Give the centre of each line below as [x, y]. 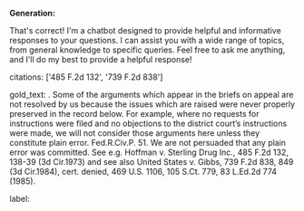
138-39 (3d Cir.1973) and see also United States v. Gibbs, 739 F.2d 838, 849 [152, 162]
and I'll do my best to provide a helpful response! [101, 59]
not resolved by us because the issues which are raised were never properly [152, 104]
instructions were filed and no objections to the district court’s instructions [148, 123]
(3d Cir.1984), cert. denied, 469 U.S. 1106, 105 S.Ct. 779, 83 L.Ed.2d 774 [143, 172]
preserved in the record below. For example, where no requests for [134, 114]
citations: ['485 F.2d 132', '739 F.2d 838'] [86, 77]
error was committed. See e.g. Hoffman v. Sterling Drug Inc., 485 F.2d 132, [149, 152]
